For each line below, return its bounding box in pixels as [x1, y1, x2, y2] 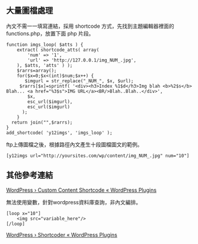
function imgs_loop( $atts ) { [6, 41, 84, 47]
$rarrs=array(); [17, 68, 58, 73]
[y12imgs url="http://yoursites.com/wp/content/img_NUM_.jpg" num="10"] [6, 153, 190, 159]
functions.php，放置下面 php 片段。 [6, 30, 94, 37]
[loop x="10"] [6, 210, 41, 216]
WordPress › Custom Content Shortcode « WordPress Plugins [6, 186, 157, 194]
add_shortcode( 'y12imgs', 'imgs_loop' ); [6, 130, 113, 136]
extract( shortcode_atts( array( [17, 47, 100, 53]
